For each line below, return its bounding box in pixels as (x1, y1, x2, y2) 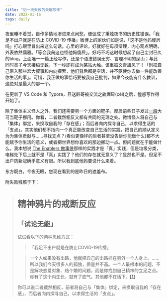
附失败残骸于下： (5, 179, 40, 185)
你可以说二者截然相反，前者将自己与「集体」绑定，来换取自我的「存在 (17, 285, 162, 291)
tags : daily (5, 16, 30, 21)
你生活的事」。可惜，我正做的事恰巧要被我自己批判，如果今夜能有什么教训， (5, 74, 160, 80)
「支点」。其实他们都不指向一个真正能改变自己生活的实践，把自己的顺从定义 (5, 127, 160, 133)
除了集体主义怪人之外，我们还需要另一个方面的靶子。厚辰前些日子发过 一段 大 (5, 108, 162, 114)
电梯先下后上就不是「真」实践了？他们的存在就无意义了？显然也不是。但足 (5, 151, 158, 157)
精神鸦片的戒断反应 (17, 198, 96, 210)
